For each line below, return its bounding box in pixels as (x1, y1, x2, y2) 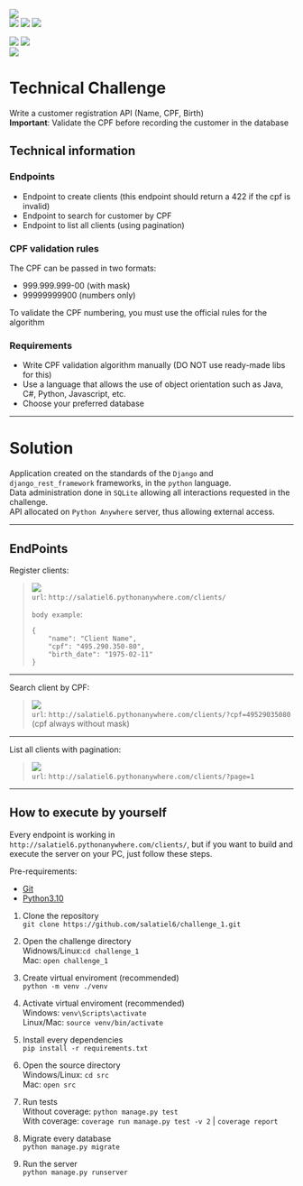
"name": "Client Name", (48, 634, 137, 643)
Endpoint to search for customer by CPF (22, 210, 172, 221)
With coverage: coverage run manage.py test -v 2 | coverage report (22, 1115, 279, 1126)
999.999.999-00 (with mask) (22, 280, 131, 290)
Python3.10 (22, 893, 65, 904)
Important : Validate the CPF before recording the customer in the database (9, 117, 289, 128)
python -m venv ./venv (22, 981, 108, 991)
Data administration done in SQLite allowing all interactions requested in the (9, 487, 290, 498)
